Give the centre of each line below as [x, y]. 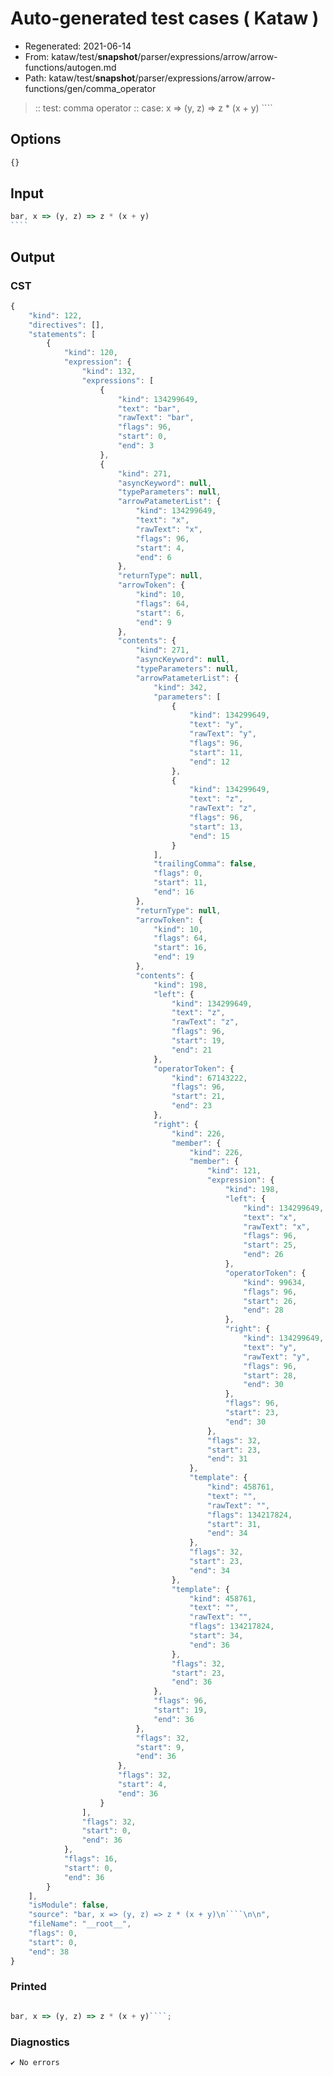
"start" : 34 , [216, 1636]
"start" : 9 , [160, 1747]
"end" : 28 [263, 1310]
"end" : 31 [227, 1459]
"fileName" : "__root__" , [80, 1924]
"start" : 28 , [270, 1375]
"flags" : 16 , [90, 1859]
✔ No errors [35, 2062]
